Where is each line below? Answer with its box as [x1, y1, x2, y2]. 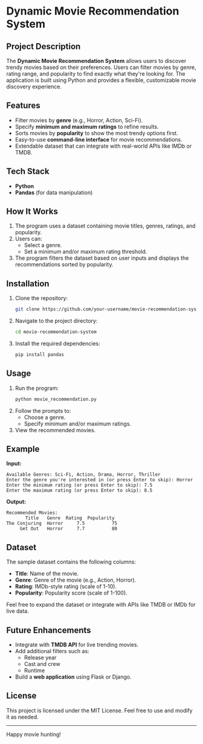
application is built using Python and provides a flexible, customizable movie [6, 77, 196, 84]
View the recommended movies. [14, 426, 96, 433]
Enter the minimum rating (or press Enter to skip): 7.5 [6, 482, 153, 489]
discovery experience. [6, 83, 62, 90]
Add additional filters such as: [14, 648, 89, 654]
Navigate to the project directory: [14, 317, 98, 324]
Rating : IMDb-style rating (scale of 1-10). [14, 583, 117, 590]
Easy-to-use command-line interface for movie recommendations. [14, 136, 182, 143]
